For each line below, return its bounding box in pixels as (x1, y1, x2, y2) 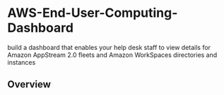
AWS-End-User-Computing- (7, 5, 178, 21)
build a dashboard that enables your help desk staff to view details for (7, 43, 211, 51)
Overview (7, 79, 52, 91)
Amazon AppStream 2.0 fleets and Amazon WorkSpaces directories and (7, 51, 218, 59)
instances (7, 58, 36, 66)
